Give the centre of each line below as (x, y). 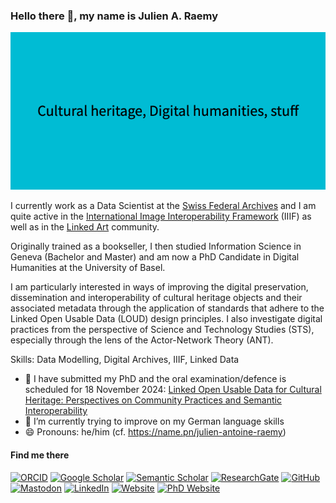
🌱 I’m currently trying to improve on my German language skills (154, 421)
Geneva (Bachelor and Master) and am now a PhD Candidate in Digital (155, 257)
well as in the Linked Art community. (85, 227)
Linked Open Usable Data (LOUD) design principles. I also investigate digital (166, 319)
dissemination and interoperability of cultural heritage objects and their (156, 298)
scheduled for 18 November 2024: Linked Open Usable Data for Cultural (173, 390)
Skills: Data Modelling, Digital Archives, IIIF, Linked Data (125, 360)
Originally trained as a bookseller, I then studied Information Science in (156, 246)
